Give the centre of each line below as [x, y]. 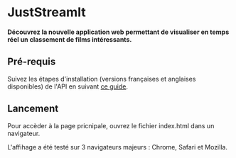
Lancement [33, 109]
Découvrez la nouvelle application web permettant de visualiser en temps [118, 32]
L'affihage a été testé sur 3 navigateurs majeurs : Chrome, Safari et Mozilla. [117, 147]
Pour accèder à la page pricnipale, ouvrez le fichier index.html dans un [111, 125]
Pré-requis [32, 62]
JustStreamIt [47, 12]
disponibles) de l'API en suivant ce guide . [68, 86]
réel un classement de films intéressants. [70, 39]
